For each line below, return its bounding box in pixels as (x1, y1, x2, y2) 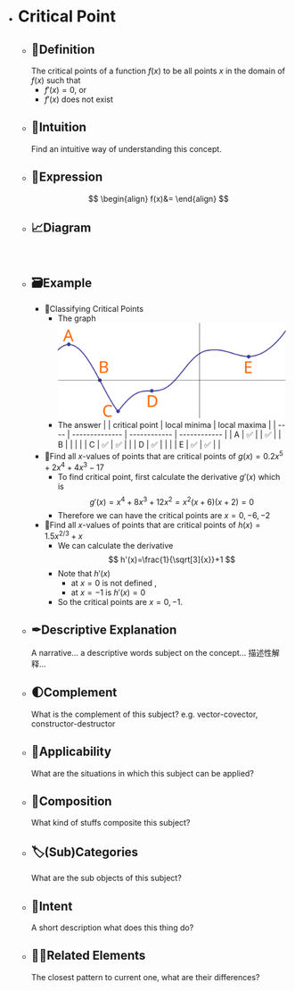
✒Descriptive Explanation (30, 623, 177, 638)
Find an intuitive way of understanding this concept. (30, 143, 223, 154)
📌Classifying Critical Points (44, 304, 144, 315)
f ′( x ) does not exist (44, 94, 114, 105)
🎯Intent (30, 898, 73, 913)
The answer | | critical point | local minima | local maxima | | (57, 420, 276, 431)
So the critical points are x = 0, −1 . (57, 597, 184, 608)
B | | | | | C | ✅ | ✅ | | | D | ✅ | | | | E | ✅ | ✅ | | (57, 440, 221, 450)
